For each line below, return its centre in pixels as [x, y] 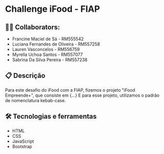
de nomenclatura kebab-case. [35, 100]
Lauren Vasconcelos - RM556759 [46, 49]
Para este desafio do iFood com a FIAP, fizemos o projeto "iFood [70, 90]
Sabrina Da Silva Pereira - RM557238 [50, 60]
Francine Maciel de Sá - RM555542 [48, 39]
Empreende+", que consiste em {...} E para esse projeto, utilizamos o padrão [82, 95]
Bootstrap [22, 146]
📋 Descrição [25, 76]
